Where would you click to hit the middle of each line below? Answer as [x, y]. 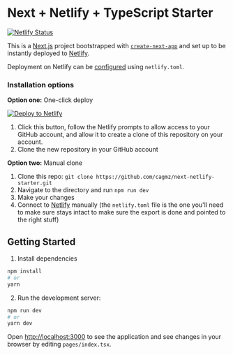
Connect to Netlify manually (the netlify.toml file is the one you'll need [120, 205]
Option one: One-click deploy [50, 100]
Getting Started [42, 241]
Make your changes [46, 198]
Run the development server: [59, 298]
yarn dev [20, 324]
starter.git [35, 183]
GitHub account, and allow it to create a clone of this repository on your [120, 135]
